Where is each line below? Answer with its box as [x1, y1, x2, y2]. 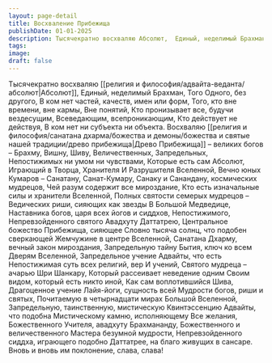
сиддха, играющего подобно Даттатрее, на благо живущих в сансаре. [8, 336, 253, 346]
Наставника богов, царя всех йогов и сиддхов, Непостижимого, [8, 208, 231, 217]
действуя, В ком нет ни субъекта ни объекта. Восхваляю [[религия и [8, 122, 248, 132]
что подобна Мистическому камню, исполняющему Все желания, [8, 310, 238, 320]
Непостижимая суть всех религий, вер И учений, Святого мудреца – [8, 260, 247, 269]
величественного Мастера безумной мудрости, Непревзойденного [8, 328, 243, 338]
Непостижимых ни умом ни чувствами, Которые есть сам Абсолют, [8, 156, 245, 166]
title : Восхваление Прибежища [8, 19, 111, 27]
